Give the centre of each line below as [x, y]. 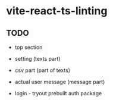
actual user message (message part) [60, 82]
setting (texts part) [37, 59]
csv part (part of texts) [42, 70]
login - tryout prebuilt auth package [58, 93]
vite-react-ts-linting [57, 11]
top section [29, 47]
